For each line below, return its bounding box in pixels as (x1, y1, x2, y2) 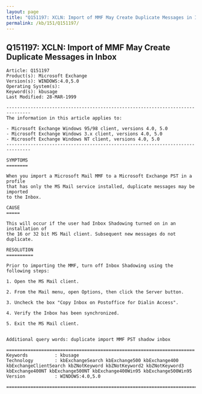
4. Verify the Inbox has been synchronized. (6, 310, 120, 316)
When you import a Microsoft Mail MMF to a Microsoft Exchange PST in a (6, 173, 192, 180)
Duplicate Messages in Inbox (6, 52, 117, 62)
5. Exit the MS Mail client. (6, 321, 79, 327)
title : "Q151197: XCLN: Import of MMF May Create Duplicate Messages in (6, 14, 192, 20)
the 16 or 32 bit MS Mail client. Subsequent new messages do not (6, 231, 176, 237)
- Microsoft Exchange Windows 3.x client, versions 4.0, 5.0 (6, 131, 163, 137)
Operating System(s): (6, 84, 61, 90)
